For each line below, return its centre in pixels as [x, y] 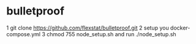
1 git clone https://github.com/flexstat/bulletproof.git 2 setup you [88, 28]
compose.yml [24, 34]
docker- [180, 28]
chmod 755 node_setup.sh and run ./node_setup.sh [111, 34]
